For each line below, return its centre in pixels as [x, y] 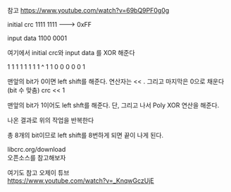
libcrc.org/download [37, 149]
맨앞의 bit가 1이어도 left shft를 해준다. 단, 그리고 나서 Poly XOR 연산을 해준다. [113, 105]
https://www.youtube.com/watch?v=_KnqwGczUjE [81, 181]
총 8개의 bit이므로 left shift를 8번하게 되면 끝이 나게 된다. [86, 135]
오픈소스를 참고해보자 [37, 158]
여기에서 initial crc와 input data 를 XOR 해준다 [71, 53]
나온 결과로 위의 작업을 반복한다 [51, 120]
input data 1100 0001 [37, 38]
